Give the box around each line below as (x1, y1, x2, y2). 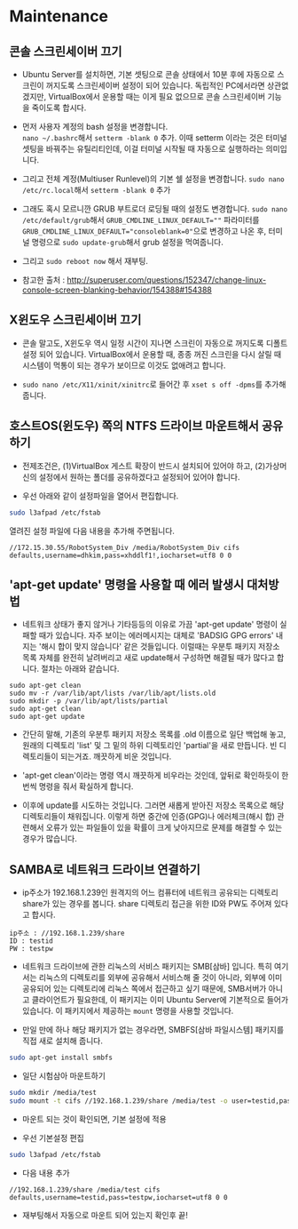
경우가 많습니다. (21, 834, 77, 844)
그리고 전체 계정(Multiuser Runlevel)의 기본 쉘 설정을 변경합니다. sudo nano (21, 173, 286, 184)
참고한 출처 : (21, 275, 66, 285)
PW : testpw (9, 945, 53, 954)
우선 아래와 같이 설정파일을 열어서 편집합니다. (21, 491, 179, 501)
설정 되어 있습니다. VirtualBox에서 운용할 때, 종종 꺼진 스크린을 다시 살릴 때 (21, 348, 282, 359)
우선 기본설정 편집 (21, 1132, 84, 1143)
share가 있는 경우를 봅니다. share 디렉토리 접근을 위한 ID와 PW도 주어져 (21, 898, 272, 909)
